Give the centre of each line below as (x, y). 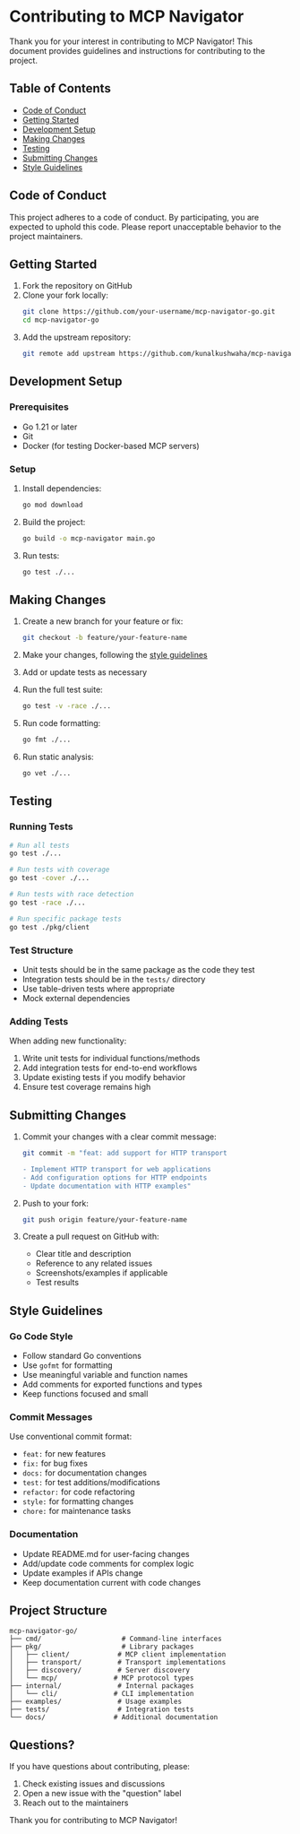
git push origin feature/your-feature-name (105, 1220)
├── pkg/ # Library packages (102, 1647)
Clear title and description (83, 1254)
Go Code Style (41, 1336)
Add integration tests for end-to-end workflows (110, 1068)
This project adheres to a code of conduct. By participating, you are (134, 217)
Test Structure (41, 950)
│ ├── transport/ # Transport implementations (118, 1663)
